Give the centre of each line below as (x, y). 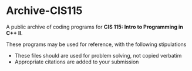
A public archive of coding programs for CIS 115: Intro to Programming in (95, 27)
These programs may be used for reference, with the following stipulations (96, 44)
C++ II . (14, 33)
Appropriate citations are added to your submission (77, 62)
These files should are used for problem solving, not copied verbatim (98, 55)
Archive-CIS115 (44, 11)
